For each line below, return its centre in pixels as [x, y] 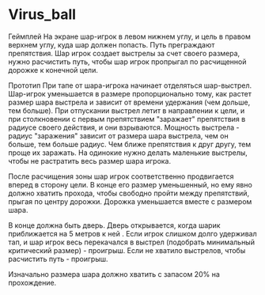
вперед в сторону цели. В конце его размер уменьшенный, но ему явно [131, 184]
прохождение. [32, 282]
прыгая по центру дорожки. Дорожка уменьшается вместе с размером [130, 201]
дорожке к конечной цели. [53, 70]
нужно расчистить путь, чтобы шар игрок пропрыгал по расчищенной [127, 62]
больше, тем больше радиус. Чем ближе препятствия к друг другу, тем [130, 144]
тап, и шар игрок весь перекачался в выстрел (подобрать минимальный [132, 242]
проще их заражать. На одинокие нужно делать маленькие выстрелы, [128, 153]
